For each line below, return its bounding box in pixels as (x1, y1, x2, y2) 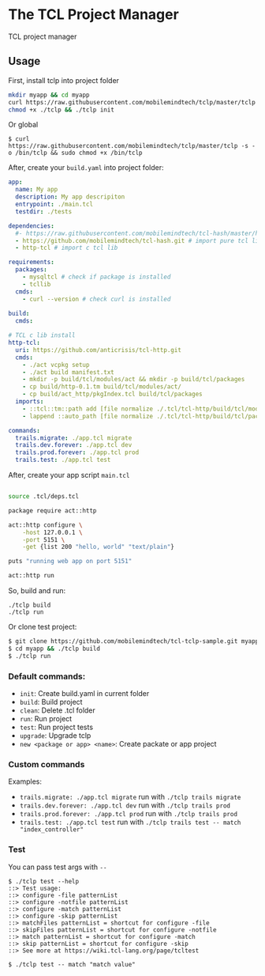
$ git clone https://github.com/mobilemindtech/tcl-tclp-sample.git (8, 637, 238, 645)
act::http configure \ (8, 520, 83, 529)
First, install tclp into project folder (8, 75, 120, 85)
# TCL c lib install (8, 331, 77, 339)
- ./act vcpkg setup (22, 361, 90, 369)
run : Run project (19, 713, 73, 723)
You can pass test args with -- (8, 862, 107, 872)
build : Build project (19, 697, 83, 706)
